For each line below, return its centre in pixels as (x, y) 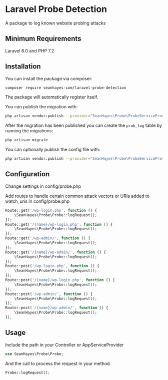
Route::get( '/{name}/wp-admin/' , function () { (56, 252)
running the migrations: (29, 131)
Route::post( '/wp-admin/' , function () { (49, 294)
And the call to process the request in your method (57, 364)
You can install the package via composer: (49, 78)
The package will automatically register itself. (52, 97)
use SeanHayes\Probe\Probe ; (34, 354)
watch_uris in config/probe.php (37, 201)
